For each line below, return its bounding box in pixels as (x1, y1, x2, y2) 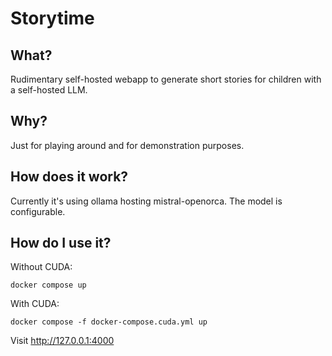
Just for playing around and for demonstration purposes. (10, 139, 245, 151)
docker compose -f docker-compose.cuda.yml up (10, 317, 208, 327)
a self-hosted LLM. (10, 84, 88, 96)
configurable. (10, 205, 66, 217)
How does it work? (10, 168, 129, 186)
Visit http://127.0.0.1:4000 (10, 335, 115, 347)
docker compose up (10, 280, 87, 291)
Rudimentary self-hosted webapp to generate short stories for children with (10, 73, 322, 85)
